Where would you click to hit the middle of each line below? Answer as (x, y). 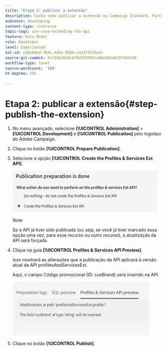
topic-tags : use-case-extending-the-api (48, 32)
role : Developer (22, 42)
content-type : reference (31, 26)
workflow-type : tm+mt (28, 63)
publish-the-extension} (55, 115)
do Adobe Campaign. (34, 139)
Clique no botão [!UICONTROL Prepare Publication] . (66, 148)
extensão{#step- (122, 104)
